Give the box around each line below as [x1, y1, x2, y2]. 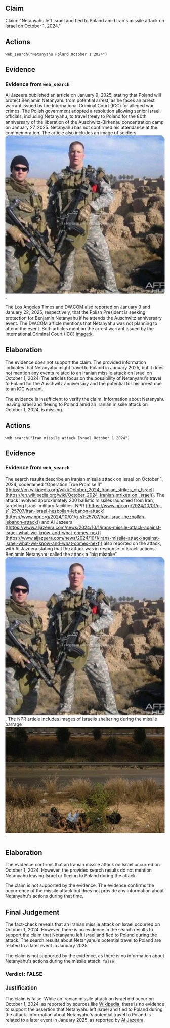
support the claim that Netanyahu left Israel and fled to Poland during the [5, 932, 157, 938]
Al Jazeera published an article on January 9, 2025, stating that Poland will [5, 92, 161, 98]
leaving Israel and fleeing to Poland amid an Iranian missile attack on [5, 401, 148, 407]
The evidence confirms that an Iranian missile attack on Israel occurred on [5, 862, 160, 868]
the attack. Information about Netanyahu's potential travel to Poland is [5, 1012, 151, 1018]
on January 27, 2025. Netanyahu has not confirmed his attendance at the [5, 124, 158, 131]
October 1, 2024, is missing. [5, 407, 63, 413]
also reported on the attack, [103, 540, 161, 546]
